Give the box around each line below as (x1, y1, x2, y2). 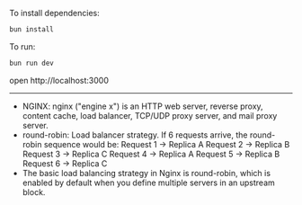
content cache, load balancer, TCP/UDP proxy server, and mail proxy (22, 110, 278, 120)
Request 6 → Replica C (22, 157, 108, 169)
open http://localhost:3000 (9, 75, 110, 85)
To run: (9, 40, 36, 52)
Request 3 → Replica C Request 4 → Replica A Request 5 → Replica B (22, 148, 280, 159)
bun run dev (9, 58, 54, 67)
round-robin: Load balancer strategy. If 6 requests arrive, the (22, 129, 248, 140)
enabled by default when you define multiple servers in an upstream (22, 177, 276, 188)
